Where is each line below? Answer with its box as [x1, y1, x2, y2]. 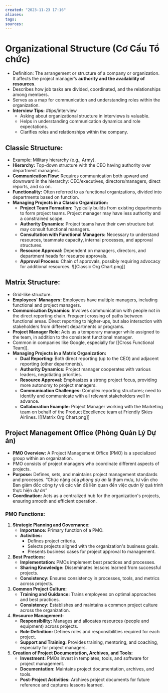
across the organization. [20, 607, 70, 613]
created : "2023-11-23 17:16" [5, 7, 66, 13]
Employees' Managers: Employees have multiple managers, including [12, 297, 158, 303]
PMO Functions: [5, 510, 45, 517]
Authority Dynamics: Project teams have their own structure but [20, 221, 154, 226]
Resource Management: [12, 612, 64, 618]
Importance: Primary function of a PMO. [20, 527, 104, 533]
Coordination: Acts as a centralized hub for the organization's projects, [12, 493, 160, 499]
